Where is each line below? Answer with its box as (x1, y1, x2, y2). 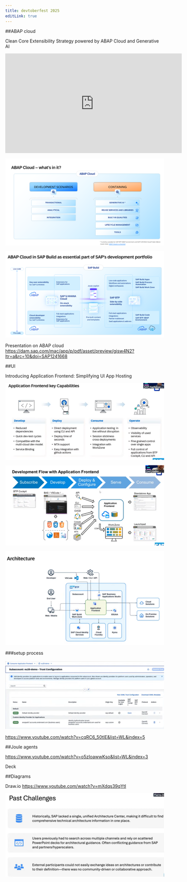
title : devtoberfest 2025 (5, 8, 59, 13)
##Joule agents (5, 744, 38, 750)
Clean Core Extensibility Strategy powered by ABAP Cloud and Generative (5, 38, 159, 44)
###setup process (5, 650, 44, 656)
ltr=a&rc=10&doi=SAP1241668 (5, 353, 68, 359)
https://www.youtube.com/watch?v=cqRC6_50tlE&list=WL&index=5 (5, 734, 145, 740)
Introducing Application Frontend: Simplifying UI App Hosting (5, 373, 132, 379)
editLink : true (5, 13, 37, 19)
